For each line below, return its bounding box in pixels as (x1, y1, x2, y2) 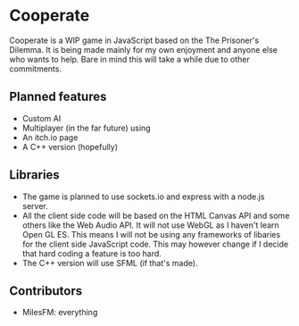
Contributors (9, 283, 83, 298)
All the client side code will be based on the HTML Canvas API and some (21, 210, 290, 221)
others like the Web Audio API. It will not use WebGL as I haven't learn (21, 220, 279, 230)
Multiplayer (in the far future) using (21, 122, 151, 133)
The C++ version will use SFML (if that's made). (21, 257, 198, 268)
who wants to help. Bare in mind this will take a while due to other (9, 54, 250, 64)
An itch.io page (21, 131, 79, 143)
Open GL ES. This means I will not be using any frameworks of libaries (21, 229, 281, 239)
